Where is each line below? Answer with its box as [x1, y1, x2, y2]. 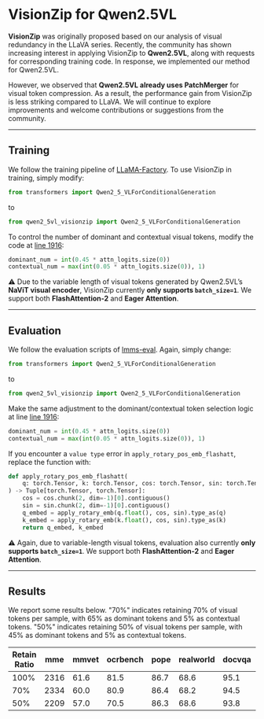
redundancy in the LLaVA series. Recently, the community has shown [8, 39, 232, 49]
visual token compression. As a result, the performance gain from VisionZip [8, 88, 253, 98]
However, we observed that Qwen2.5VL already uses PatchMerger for [8, 80, 240, 90]
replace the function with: [8, 457, 92, 466]
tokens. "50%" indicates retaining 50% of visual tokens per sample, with [8, 622, 243, 632]
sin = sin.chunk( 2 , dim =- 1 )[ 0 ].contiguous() [22, 502, 170, 510]
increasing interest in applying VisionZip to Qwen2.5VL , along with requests [8, 48, 255, 57]
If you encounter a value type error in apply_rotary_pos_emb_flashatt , [8, 448, 236, 458]
